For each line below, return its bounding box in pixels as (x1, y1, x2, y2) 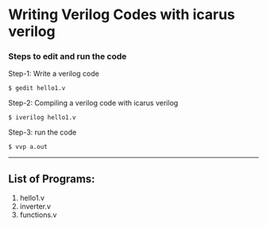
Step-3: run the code (8, 127, 77, 137)
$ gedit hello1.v (8, 84, 66, 92)
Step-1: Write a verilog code (8, 69, 99, 79)
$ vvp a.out (8, 143, 48, 151)
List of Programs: (8, 172, 95, 185)
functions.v (19, 210, 57, 220)
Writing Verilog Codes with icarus (8, 6, 236, 24)
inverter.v (19, 201, 52, 212)
